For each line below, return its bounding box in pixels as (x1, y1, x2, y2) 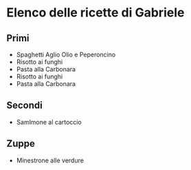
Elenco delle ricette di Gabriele (6, 5, 185, 21)
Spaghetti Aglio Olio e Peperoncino (16, 50, 116, 59)
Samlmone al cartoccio (16, 118, 82, 126)
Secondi (6, 100, 43, 111)
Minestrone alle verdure (16, 156, 84, 164)
